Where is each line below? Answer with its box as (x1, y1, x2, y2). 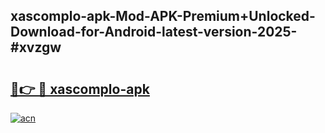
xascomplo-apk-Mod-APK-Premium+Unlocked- (10, 8, 316, 25)
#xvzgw (10, 39, 62, 56)
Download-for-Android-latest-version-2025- (10, 24, 298, 41)
